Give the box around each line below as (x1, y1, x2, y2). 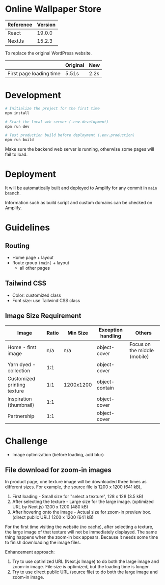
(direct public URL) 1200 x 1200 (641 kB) (12, 514, 94, 520)
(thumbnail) (7, 401, 34, 408)
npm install (5, 111, 29, 115)
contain (96, 384, 114, 391)
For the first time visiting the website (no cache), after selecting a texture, (5, 524, 154, 530)
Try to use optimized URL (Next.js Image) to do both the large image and (12, 558, 159, 564)
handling (100, 333, 121, 339)
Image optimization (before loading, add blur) (12, 451, 104, 457)
